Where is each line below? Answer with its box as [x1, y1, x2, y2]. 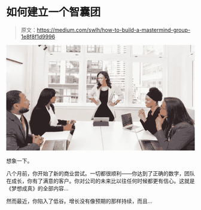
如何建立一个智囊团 [6, 5, 101, 19]
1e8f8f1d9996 [20, 33, 56, 40]
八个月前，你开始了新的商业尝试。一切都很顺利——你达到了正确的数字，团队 [6, 170, 195, 177]
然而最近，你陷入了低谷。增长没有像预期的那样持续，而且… [6, 197, 153, 205]
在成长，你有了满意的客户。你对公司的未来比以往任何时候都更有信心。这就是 [6, 177, 195, 185]
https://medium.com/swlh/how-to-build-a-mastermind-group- [36, 26, 190, 33]
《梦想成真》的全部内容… [6, 185, 69, 192]
